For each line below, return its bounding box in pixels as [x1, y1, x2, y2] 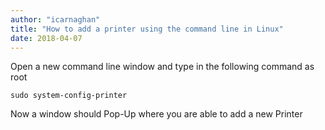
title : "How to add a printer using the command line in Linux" [10, 24, 284, 34]
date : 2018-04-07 [10, 33, 83, 43]
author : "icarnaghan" [10, 14, 101, 25]
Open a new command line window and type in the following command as [10, 61, 315, 73]
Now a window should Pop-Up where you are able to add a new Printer [10, 108, 303, 120]
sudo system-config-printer [10, 91, 128, 101]
